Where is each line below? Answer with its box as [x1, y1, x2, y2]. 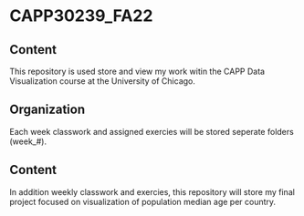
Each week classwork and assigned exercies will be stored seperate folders [9, 126, 294, 137]
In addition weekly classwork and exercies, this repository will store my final [9, 186, 295, 197]
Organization [9, 102, 85, 118]
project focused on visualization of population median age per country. [9, 196, 277, 207]
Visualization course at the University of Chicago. [9, 76, 196, 87]
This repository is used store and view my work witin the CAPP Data [9, 66, 266, 77]
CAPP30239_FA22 [9, 5, 153, 26]
